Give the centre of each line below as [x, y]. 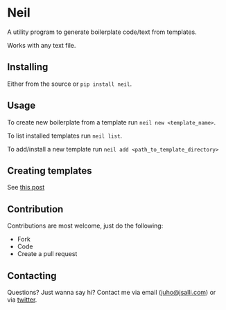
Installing [28, 67]
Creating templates [50, 171]
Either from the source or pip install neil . [70, 84]
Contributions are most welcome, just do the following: [85, 226]
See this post [26, 188]
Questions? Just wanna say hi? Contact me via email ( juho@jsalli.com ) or [112, 292]
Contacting [32, 276]
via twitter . [22, 300]
